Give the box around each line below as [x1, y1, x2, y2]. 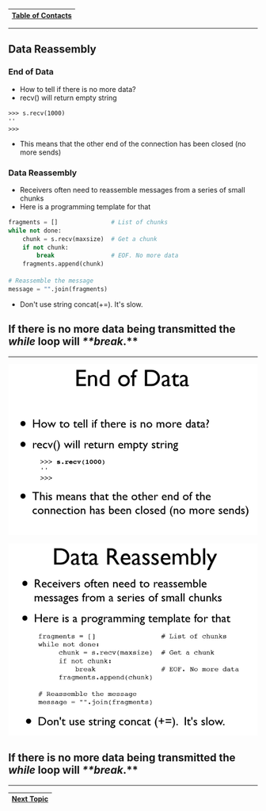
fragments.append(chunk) [22, 260, 104, 268]
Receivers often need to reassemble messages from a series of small [19, 185, 245, 194]
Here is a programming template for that [19, 201, 151, 211]
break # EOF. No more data [36, 251, 179, 260]
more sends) [19, 147, 62, 157]
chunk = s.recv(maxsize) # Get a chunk [22, 235, 158, 243]
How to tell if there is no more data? [19, 84, 136, 94]
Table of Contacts [11, 10, 73, 20]
